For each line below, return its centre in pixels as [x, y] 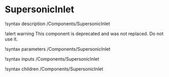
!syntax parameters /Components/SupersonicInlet [58, 49]
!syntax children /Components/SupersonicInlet [54, 69]
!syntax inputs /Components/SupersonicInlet [52, 59]
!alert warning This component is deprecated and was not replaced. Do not [84, 33]
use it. [11, 39]
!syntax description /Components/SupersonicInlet [58, 24]
